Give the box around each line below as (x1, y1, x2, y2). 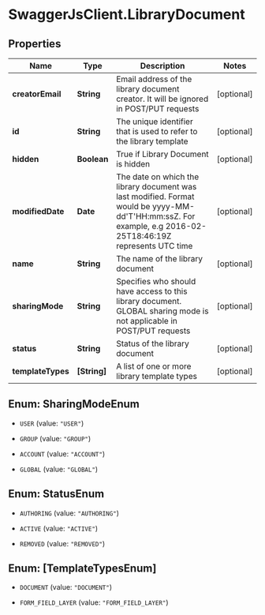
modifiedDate (12, 206, 65, 216)
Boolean (77, 154, 109, 164)
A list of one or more (115, 361, 192, 372)
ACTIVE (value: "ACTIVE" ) (19, 523, 99, 533)
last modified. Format (115, 191, 195, 202)
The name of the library (115, 253, 203, 264)
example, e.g (115, 221, 164, 231)
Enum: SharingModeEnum (8, 397, 140, 411)
